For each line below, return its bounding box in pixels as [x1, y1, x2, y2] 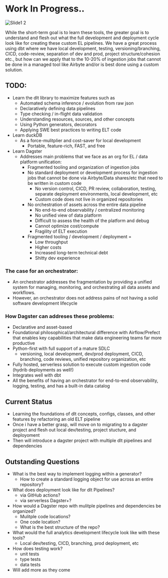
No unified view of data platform [35, 212, 102, 218]
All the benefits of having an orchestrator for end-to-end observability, [12, 377, 158, 383]
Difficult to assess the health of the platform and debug [35, 217, 149, 224]
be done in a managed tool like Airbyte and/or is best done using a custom [5, 61, 159, 67]
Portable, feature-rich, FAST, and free [27, 143, 105, 149]
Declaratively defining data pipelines [20, 105, 96, 111]
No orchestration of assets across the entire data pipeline [27, 202, 146, 208]
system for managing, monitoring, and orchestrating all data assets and [12, 284, 160, 291]
